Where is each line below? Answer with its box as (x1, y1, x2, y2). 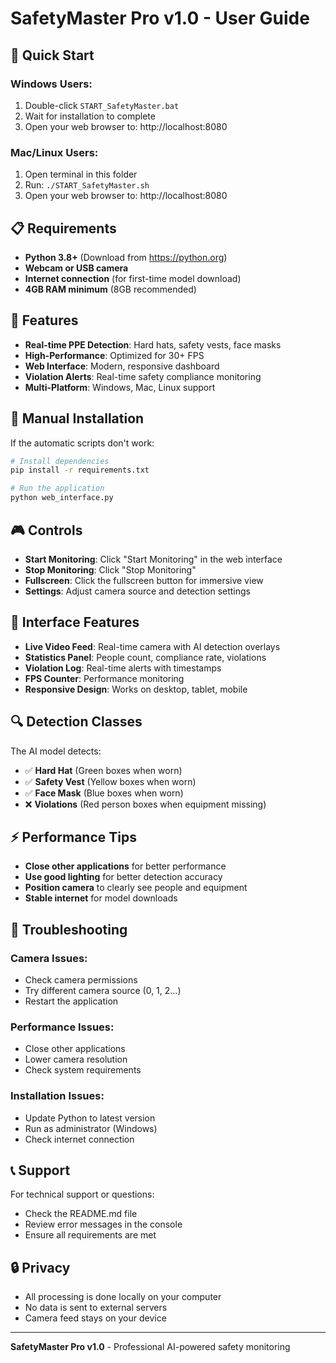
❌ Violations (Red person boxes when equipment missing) (24, 798, 267, 810)
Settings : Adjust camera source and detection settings (24, 585, 251, 597)
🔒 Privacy (10, 1259, 71, 1276)
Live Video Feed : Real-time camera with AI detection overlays (24, 640, 281, 652)
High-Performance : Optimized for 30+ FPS (24, 349, 205, 361)
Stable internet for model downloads (24, 892, 178, 904)
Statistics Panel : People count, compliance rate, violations (24, 651, 267, 663)
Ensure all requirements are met (24, 1229, 157, 1241)
